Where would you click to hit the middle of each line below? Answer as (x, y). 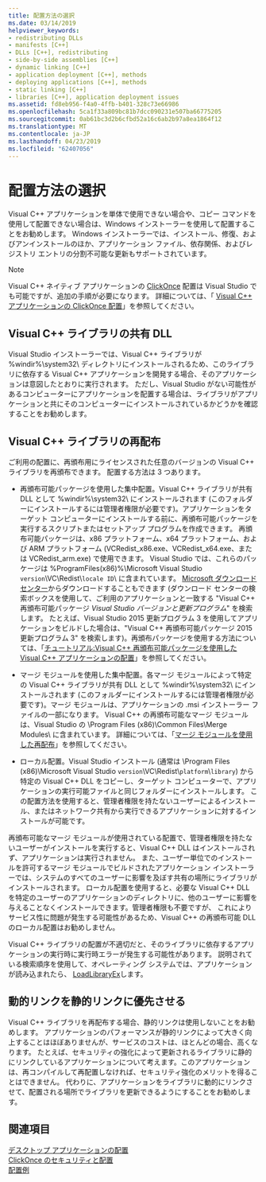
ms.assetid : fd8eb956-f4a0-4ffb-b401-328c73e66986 (94, 104)
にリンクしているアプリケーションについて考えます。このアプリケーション (129, 1062)
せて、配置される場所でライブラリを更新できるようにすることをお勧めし (126, 1091)
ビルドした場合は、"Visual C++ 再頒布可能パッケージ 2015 (157, 628)
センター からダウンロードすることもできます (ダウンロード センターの (134, 588)
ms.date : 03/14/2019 (42, 23)
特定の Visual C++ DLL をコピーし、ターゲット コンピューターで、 (128, 781)
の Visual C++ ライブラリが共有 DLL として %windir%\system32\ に (131, 684)
